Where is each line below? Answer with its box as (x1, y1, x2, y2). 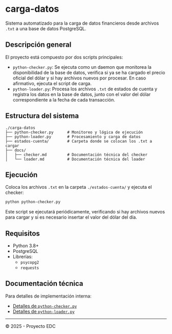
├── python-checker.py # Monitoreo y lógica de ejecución (5, 129, 143, 135)
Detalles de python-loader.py (12, 308, 75, 315)
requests (20, 265, 39, 271)
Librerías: (12, 253, 33, 260)
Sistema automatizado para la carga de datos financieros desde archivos (5, 20, 159, 26)
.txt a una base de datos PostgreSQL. (5, 25, 87, 31)
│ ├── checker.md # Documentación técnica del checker (5, 152, 147, 157)
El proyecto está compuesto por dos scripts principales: (5, 54, 123, 60)
